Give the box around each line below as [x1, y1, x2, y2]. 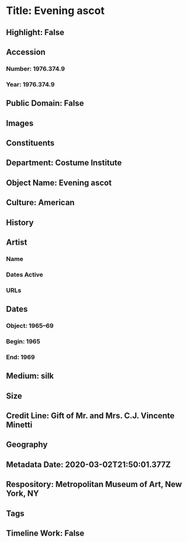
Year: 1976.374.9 [6, 80, 55, 88]
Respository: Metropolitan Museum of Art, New [6, 480, 182, 489]
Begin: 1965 [6, 337, 41, 345]
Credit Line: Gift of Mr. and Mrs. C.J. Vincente [6, 411, 175, 421]
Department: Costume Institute [6, 158, 122, 168]
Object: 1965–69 [6, 322, 54, 330]
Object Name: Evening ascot [6, 178, 112, 187]
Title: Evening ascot [6, 4, 105, 18]
